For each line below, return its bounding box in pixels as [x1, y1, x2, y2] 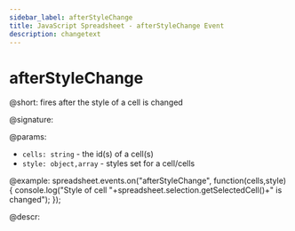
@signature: [9, 115, 54, 125]
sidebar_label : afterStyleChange [9, 12, 133, 22]
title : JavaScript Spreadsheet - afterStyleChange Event [9, 21, 225, 30]
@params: [9, 131, 47, 142]
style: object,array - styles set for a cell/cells [21, 158, 195, 169]
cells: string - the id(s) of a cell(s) [21, 148, 154, 160]
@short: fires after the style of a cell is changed [9, 97, 184, 108]
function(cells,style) [212, 175, 287, 187]
